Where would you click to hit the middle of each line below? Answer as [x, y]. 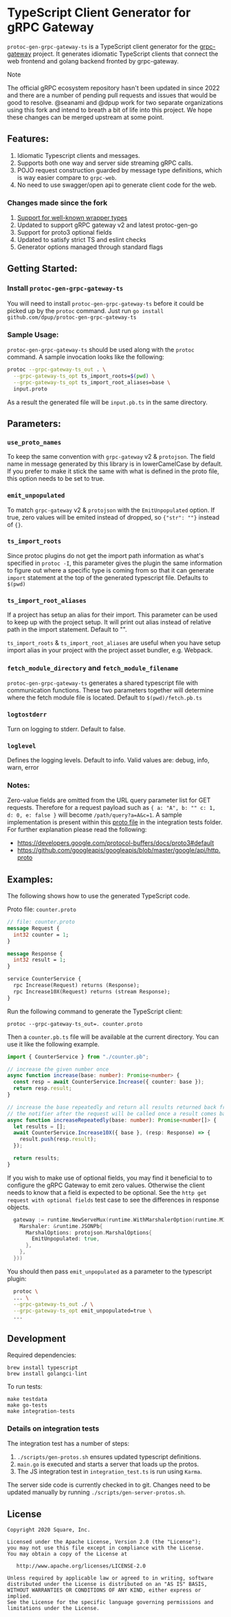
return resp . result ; [43, 1089]
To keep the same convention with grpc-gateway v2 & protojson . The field [111, 457]
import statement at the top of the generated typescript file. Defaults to [108, 577]
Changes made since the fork [57, 203]
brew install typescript [43, 1368]
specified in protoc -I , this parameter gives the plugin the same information [115, 563]
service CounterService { [44, 979]
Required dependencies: [42, 1355]
